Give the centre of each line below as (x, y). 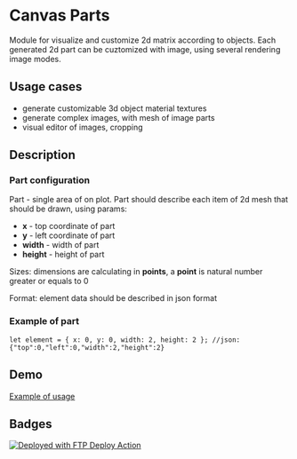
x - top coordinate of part (68, 226)
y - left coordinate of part (68, 235)
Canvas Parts (60, 16)
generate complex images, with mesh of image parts (118, 117)
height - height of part (63, 255)
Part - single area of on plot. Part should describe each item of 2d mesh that (149, 200)
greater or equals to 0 (49, 281)
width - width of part (60, 245)
